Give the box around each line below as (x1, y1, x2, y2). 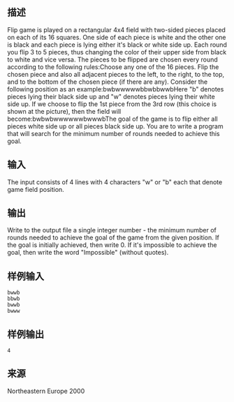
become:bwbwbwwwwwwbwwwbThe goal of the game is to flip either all (7, 114, 218, 123)
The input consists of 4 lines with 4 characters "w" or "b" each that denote (7, 177, 223, 186)
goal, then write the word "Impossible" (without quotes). (7, 248, 169, 257)
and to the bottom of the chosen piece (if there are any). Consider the (7, 77, 208, 86)
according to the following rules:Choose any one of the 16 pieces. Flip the (7, 62, 219, 71)
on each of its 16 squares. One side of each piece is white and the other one (7, 33, 226, 41)
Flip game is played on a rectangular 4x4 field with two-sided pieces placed (7, 25, 226, 33)
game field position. (7, 185, 64, 193)
